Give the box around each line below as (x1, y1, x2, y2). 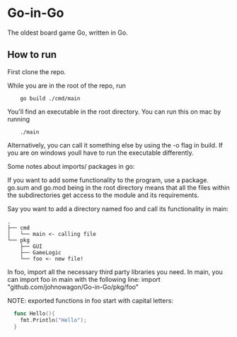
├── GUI (20, 242, 42, 250)
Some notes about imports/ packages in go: (7, 162, 135, 170)
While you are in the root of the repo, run (7, 81, 126, 90)
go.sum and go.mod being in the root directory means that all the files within (7, 183, 230, 191)
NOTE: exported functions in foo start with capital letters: (7, 296, 173, 305)
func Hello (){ (13, 309, 55, 317)
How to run (7, 49, 57, 61)
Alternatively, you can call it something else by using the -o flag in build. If (7, 141, 223, 149)
